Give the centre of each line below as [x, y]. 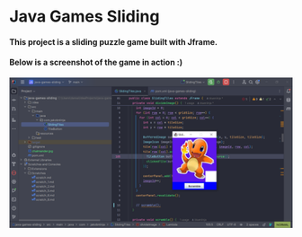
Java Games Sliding [84, 17]
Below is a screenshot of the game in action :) [96, 62]
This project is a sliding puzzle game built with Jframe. [114, 41]
